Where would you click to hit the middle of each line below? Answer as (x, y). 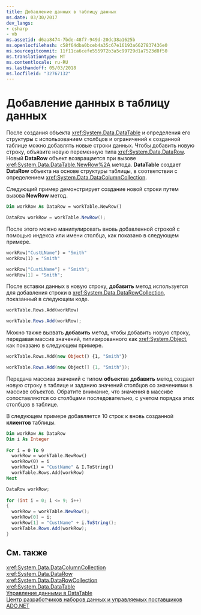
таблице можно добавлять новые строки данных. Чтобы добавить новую (100, 146)
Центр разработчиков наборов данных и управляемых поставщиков (94, 599)
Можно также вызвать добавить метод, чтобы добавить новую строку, (98, 332)
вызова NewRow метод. (37, 196)
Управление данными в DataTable (49, 593)
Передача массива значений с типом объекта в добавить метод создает (100, 379)
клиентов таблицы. (31, 422)
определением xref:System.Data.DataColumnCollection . (76, 178)
